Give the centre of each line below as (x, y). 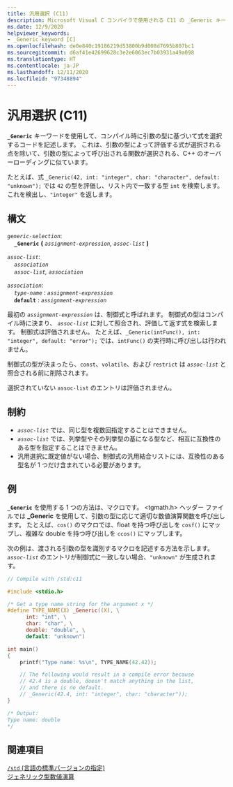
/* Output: (23, 713)
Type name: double (34, 720)
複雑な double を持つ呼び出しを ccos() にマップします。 (106, 533)
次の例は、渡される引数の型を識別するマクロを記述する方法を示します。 (111, 548)
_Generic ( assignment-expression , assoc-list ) (81, 243)
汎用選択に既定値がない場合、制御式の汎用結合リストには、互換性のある (121, 456)
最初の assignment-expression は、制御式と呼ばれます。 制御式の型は (106, 314)
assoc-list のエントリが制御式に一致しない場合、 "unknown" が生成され (109, 557)
